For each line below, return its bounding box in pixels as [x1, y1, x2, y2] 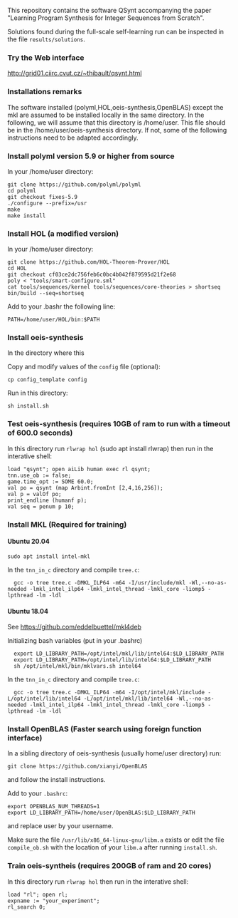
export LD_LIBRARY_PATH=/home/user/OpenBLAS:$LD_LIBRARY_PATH [7, 809, 195, 817]
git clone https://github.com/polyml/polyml [7, 181, 141, 188]
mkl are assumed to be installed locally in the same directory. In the [7, 110, 205, 119]
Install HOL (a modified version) [7, 228, 119, 238]
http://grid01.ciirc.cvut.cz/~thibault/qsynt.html [7, 69, 142, 78]
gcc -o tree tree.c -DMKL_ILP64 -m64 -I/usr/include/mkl [13, 579, 186, 587]
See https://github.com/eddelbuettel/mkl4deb [7, 623, 142, 631]
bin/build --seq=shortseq [7, 290, 84, 297]
